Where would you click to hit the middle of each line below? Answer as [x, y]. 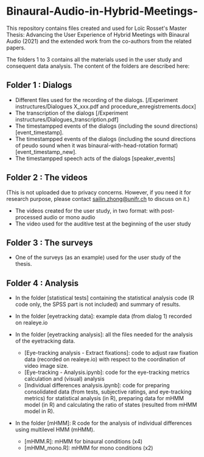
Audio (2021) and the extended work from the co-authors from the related [99, 41]
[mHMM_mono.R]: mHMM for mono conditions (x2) [89, 448]
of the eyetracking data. [45, 341]
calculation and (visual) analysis [64, 379]
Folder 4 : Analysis [43, 283]
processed [29, 217]
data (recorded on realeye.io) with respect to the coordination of [105, 359]
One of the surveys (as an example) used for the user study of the [98, 257]
